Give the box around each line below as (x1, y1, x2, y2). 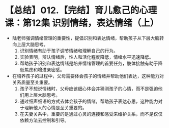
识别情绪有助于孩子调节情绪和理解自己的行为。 (19, 48, 118, 54)
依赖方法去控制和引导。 (19, 117, 69, 123)
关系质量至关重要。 (12, 79, 53, 85)
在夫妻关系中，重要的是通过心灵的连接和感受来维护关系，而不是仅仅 (19, 111, 163, 117)
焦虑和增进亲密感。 (24, 66, 65, 72)
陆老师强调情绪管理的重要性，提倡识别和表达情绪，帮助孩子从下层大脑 (12, 35, 160, 41)
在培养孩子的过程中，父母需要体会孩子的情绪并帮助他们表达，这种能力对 (12, 73, 164, 79)
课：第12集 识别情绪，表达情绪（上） (5, 17, 159, 29)
